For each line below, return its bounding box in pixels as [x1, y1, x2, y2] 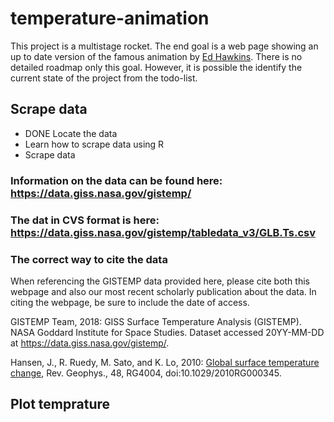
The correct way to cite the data [10, 252, 168, 266]
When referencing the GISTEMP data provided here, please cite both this [10, 275, 310, 287]
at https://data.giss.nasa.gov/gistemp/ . [10, 337, 170, 349]
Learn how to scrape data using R [24, 138, 165, 150]
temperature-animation [10, 7, 210, 30]
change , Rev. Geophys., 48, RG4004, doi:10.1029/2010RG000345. [10, 367, 282, 379]
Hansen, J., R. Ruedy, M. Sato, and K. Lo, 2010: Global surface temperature [10, 356, 320, 368]
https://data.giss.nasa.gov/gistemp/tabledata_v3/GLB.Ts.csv [10, 225, 317, 239]
